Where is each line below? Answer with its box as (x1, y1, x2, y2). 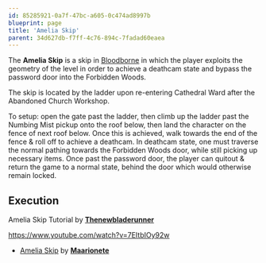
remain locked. (8, 171, 57, 180)
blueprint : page (8, 19, 62, 27)
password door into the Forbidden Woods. (8, 72, 147, 82)
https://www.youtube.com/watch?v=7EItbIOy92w (8, 230, 170, 240)
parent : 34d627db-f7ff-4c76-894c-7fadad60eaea (8, 33, 165, 42)
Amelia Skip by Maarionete (19, 246, 110, 255)
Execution (8, 194, 60, 207)
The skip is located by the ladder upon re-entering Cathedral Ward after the (8, 88, 256, 98)
